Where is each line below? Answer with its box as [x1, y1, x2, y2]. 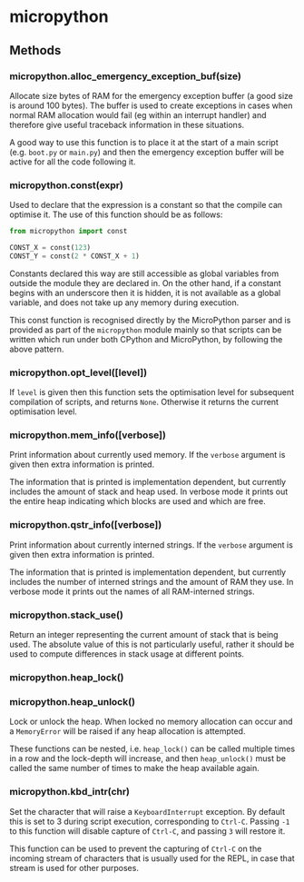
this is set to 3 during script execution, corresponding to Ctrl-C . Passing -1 [9, 816, 290, 827]
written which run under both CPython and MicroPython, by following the [9, 333, 283, 344]
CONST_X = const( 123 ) [9, 243, 92, 253]
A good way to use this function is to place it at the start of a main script [9, 136, 279, 147]
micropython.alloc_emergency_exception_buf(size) [9, 70, 242, 83]
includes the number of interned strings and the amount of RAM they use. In [9, 576, 294, 587]
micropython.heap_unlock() [9, 695, 136, 708]
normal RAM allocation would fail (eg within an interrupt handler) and [9, 109, 267, 120]
